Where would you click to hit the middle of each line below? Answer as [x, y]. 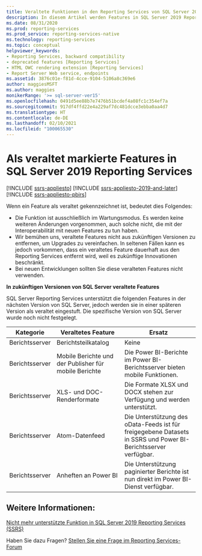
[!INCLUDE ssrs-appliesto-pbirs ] [47, 194]
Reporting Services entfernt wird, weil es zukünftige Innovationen [96, 256]
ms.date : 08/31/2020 [32, 23]
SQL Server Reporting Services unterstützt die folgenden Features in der [96, 298]
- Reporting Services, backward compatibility [66, 56]
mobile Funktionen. [151, 375]
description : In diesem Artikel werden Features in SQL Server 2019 [94, 17]
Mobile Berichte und [85, 356]
